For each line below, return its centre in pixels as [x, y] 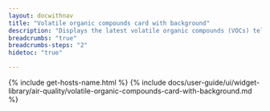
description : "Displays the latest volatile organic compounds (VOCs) [129, 30]
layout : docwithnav [41, 16]
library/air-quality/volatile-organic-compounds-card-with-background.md [130, 91]
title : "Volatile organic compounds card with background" [109, 23]
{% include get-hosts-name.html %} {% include [87, 82]
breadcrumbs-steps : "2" [48, 46]
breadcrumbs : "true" [43, 38]
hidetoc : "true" [35, 53]
